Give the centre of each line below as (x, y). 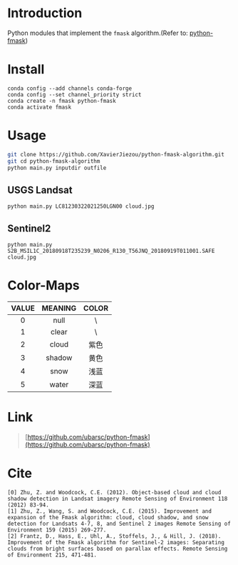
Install (26, 70)
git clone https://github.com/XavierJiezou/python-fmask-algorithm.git (116, 154)
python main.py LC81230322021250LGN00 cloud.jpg (81, 206)
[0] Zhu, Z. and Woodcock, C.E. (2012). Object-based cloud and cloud (114, 492)
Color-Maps (43, 285)
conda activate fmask (40, 107)
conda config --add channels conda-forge (70, 88)
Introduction (45, 13)
